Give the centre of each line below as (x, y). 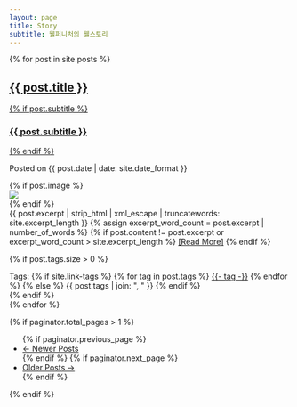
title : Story (33, 26)
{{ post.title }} (49, 87)
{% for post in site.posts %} (60, 60)
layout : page (33, 17)
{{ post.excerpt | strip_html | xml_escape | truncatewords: (115, 214)
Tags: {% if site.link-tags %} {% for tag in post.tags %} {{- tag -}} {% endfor (148, 276)
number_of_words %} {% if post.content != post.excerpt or (117, 232)
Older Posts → (48, 368)
